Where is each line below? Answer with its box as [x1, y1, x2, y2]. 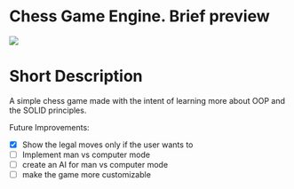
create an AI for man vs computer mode [21, 160, 169, 169]
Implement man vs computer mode [21, 149, 151, 160]
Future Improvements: [9, 122, 91, 132]
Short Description [9, 67, 144, 86]
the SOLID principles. [9, 105, 87, 115]
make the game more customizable [21, 169, 151, 180]
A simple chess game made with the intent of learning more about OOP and [9, 95, 286, 106]
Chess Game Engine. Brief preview [9, 6, 271, 27]
